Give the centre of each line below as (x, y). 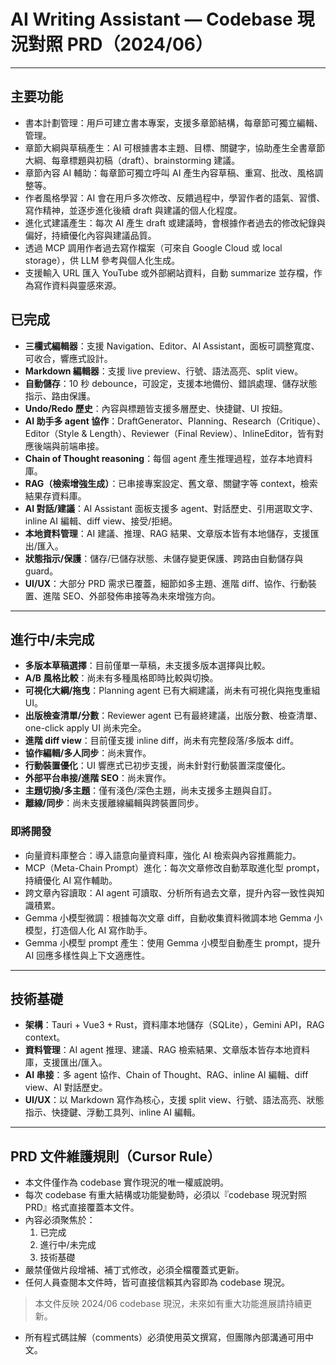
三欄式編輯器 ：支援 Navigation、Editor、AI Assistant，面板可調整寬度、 (172, 346)
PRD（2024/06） (139, 44)
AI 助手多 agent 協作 (67, 421)
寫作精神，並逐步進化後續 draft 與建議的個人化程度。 (133, 210)
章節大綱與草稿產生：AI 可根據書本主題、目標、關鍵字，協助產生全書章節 (175, 147)
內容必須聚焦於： (60, 1220)
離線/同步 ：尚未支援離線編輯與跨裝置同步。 (114, 803)
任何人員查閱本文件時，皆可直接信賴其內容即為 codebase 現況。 (157, 1282)
